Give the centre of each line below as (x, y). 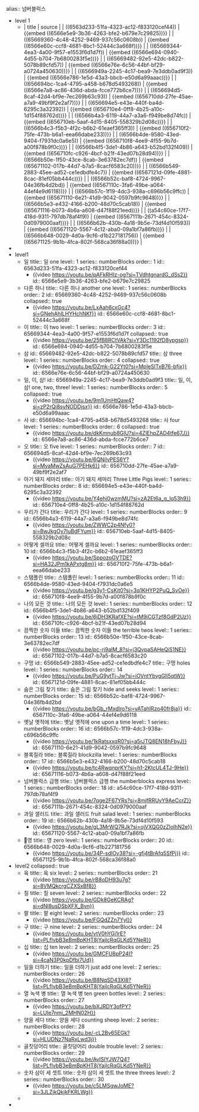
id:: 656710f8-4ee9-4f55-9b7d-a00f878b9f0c (89, 596)
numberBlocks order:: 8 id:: (57, 486)
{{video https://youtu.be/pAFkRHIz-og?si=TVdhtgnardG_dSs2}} (110, 275)
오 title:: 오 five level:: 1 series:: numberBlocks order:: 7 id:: (94, 446)
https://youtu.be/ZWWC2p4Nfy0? (94, 525)
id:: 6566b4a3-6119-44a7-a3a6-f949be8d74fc (81, 519)
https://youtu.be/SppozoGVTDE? (92, 557)
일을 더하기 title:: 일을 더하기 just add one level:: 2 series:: (92, 967)
